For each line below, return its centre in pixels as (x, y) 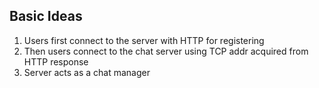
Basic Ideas (46, 16)
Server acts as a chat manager (87, 72)
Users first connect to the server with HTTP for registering (144, 40)
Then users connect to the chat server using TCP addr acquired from (166, 51)
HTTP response (56, 61)
